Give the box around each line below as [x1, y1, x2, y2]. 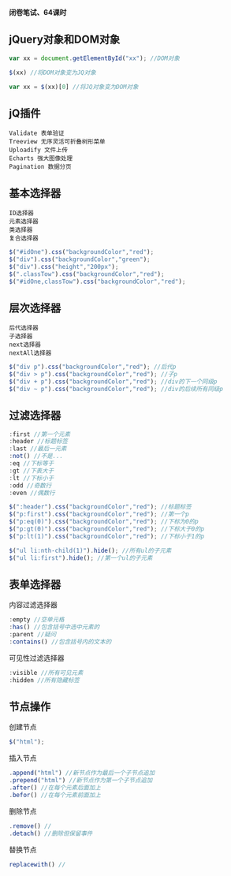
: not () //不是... [9, 453, 64, 460]
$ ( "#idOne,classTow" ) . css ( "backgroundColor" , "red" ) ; [9, 278, 186, 285]
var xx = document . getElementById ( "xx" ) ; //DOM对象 [9, 54, 181, 62]
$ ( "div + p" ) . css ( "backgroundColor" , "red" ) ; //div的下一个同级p [9, 378, 218, 386]
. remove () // [9, 822, 52, 830]
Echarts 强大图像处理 [9, 155, 73, 162]
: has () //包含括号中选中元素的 [9, 623, 100, 632]
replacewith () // [9, 860, 66, 868]
